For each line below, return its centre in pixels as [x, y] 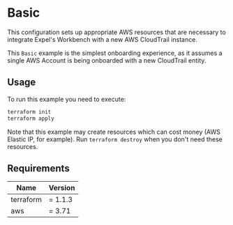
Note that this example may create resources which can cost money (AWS [114, 132]
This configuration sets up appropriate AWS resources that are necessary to [117, 32]
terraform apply [31, 118]
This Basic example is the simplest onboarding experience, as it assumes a [115, 53]
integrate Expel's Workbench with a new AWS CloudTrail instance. [102, 39]
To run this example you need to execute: [67, 99]
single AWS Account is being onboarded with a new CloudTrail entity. [107, 60]
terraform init [29, 112]
